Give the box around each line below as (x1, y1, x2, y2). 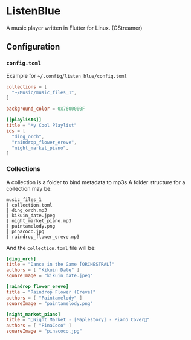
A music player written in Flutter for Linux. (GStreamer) (6, 24, 143, 31)
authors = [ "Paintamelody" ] (6, 295, 83, 301)
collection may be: (6, 185, 53, 192)
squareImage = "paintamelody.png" (6, 300, 94, 306)
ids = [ (6, 128, 26, 134)
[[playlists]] (6, 117, 42, 123)
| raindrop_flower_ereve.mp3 (6, 234, 80, 240)
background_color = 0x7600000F (6, 106, 85, 112)
